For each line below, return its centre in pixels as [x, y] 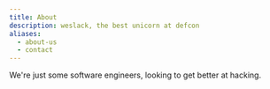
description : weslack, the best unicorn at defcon [104, 26]
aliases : [25, 33]
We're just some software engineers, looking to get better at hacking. [135, 75]
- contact [35, 50]
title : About [33, 17]
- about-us [37, 42]
